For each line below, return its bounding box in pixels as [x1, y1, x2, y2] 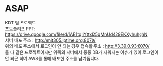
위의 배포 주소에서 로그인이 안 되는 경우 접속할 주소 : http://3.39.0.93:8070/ [5, 43, 150, 49]
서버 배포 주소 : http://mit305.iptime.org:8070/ [5, 37, 96, 43]
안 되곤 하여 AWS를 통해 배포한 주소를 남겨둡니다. [5, 55, 99, 61]
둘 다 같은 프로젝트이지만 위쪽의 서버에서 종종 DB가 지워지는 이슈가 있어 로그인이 [5, 49, 159, 55]
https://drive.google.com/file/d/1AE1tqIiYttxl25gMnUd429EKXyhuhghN [5, 31, 148, 37]
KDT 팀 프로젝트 [5, 20, 36, 25]
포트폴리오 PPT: [5, 25, 36, 32]
